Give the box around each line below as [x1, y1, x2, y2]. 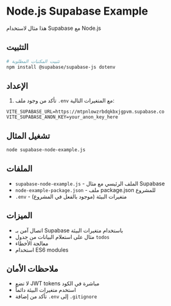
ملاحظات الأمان [6, 264, 59, 274]
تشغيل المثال [6, 130, 51, 141]
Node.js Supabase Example [6, 4, 148, 18]
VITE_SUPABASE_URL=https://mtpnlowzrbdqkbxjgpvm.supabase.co [6, 109, 165, 115]
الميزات [6, 210, 32, 221]
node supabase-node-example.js [6, 147, 86, 153]
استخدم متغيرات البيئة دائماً [15, 286, 76, 294]
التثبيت [6, 42, 29, 52]
